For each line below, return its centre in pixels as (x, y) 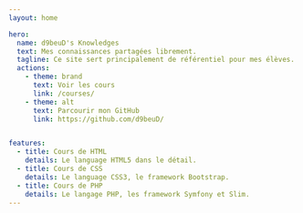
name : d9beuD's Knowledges (68, 43)
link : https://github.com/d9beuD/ (99, 119)
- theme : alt (50, 102)
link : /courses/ (63, 93)
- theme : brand (54, 77)
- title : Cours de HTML (62, 152)
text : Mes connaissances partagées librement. (107, 51)
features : (27, 143)
